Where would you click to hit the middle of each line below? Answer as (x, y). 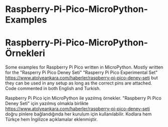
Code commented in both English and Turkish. (53, 88)
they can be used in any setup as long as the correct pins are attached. (79, 83)
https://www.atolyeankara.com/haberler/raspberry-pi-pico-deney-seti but (81, 78)
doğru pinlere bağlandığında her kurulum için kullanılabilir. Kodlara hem (78, 114)
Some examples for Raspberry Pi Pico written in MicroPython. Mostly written (84, 67)
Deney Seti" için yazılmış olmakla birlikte (47, 103)
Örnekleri (25, 53)
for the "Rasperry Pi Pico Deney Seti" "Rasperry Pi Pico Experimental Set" (81, 72)
